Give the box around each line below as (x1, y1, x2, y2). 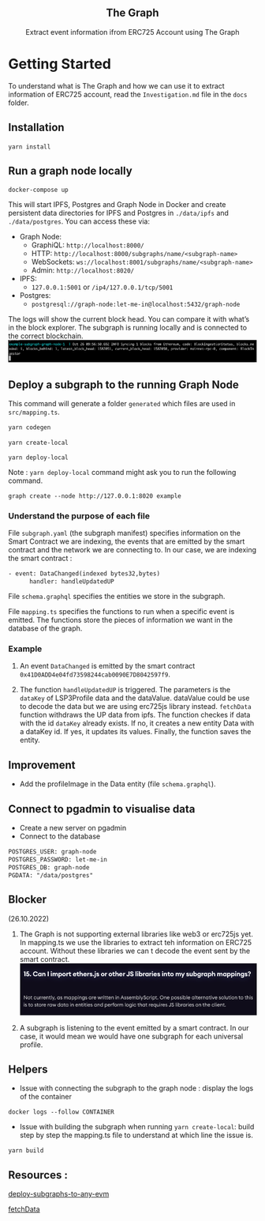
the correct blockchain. (8, 331, 84, 341)
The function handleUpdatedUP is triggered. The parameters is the (19, 685, 231, 695)
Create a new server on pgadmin (19, 823, 127, 833)
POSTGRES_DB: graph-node (8, 864, 90, 872)
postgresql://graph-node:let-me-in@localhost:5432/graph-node (31, 300, 241, 309)
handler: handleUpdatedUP (28, 578, 114, 586)
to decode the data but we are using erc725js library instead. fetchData (19, 702, 252, 711)
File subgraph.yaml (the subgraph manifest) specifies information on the (8, 529, 241, 538)
